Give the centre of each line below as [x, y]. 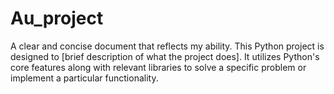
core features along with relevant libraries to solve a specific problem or [158, 67]
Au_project [57, 18]
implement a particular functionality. [84, 78]
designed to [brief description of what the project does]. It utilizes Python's [165, 56]
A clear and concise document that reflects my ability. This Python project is [167, 46]
